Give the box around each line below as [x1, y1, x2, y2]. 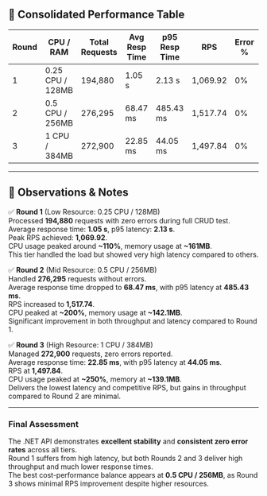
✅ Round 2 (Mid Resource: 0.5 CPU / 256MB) [8, 265, 157, 274]
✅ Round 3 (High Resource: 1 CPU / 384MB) [8, 339, 153, 350]
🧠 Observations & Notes [8, 186, 129, 200]
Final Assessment [8, 418, 79, 429]
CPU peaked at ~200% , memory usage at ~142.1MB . [8, 308, 183, 317]
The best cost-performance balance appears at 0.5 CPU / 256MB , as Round [8, 470, 258, 479]
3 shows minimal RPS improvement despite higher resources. [8, 479, 209, 488]
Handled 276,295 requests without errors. [8, 273, 147, 283]
